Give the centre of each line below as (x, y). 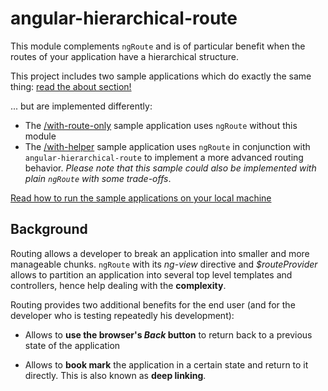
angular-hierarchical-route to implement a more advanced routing (164, 157)
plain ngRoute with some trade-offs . (98, 178)
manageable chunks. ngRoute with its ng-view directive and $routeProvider (164, 264)
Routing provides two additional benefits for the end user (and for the (153, 304)
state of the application (72, 345)
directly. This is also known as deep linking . (115, 375)
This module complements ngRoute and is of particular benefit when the (158, 46)
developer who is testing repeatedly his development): (122, 315)
